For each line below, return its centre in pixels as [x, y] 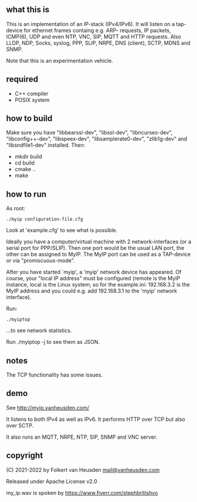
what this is [28, 10]
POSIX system [32, 99]
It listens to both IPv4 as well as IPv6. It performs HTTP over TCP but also [96, 419]
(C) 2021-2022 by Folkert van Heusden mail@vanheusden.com [83, 469]
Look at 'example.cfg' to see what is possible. [62, 230]
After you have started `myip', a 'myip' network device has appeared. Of [94, 272]
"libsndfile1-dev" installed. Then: [46, 145]
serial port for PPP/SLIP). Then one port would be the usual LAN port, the [95, 248]
